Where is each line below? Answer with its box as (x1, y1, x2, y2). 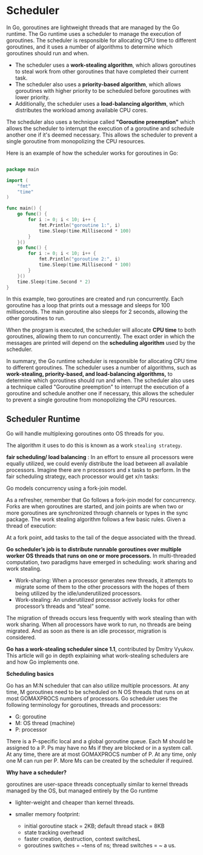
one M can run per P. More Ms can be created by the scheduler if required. (6, 757, 194, 765)
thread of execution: (6, 522, 57, 530)
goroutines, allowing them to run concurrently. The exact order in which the (6, 333, 195, 340)
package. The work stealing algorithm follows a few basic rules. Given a (6, 516, 186, 523)
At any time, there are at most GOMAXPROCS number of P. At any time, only (6, 751, 197, 758)
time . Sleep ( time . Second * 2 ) (17, 279, 91, 285)
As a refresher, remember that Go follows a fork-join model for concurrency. (6, 496, 196, 504)
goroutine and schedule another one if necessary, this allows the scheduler (6, 390, 195, 397)
